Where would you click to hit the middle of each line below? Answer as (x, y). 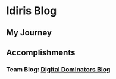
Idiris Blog (32, 11)
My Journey (29, 33)
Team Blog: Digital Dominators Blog (58, 69)
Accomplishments (41, 52)
